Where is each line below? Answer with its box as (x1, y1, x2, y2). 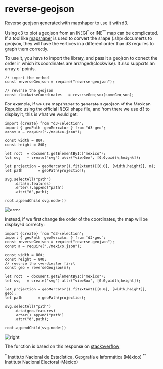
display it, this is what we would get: (5, 111, 78, 117)
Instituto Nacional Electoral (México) (5, 359, 78, 365)
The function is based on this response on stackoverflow (5, 343, 120, 349)
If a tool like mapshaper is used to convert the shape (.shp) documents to (5, 35, 152, 41)
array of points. (5, 65, 36, 72)
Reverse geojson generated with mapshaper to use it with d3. (5, 20, 129, 26)
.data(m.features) (14, 181, 51, 186)
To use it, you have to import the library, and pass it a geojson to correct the (5, 55, 158, 61)
